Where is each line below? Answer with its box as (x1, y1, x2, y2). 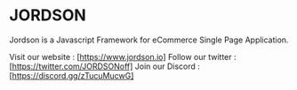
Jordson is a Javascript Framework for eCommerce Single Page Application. (9, 34, 289, 45)
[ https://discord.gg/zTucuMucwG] (9, 70, 134, 80)
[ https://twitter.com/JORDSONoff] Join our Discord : (9, 61, 200, 71)
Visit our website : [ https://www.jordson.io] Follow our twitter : (9, 51, 237, 62)
